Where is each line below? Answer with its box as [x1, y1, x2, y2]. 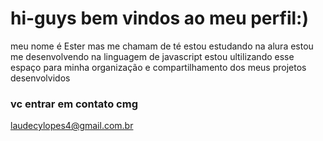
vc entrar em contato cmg [10, 97, 138, 111]
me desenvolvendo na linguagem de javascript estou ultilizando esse [10, 50, 295, 62]
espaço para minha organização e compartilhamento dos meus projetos [10, 61, 307, 73]
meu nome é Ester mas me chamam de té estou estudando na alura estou [10, 40, 314, 52]
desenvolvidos [10, 72, 71, 84]
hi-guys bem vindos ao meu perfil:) [10, 7, 309, 30]
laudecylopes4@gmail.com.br [10, 120, 134, 132]
